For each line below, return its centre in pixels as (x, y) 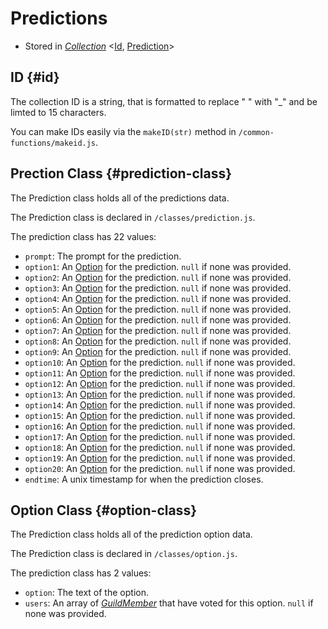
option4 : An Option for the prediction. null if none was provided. (158, 298)
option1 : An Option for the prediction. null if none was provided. (158, 266)
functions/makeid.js (53, 143)
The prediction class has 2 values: (81, 573)
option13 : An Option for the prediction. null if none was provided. (160, 394)
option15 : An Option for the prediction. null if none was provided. (160, 415)
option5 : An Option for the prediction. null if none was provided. (158, 309)
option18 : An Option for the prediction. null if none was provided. (160, 447)
